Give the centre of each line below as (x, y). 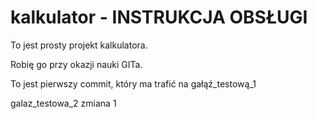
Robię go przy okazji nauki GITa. (76, 64)
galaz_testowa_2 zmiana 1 (63, 103)
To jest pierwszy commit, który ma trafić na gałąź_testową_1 (133, 83)
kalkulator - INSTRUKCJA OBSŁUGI (159, 17)
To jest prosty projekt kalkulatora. (79, 45)
